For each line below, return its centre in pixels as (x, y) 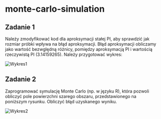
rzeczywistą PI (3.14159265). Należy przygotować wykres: (64, 54)
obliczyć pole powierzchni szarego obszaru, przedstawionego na (71, 96)
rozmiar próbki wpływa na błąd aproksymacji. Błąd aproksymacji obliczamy (81, 44)
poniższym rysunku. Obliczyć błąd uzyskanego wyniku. (61, 101)
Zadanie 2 (21, 79)
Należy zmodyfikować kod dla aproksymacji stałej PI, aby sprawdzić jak (77, 39)
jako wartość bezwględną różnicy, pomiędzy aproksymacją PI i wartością (79, 49)
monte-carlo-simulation (55, 9)
